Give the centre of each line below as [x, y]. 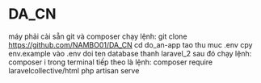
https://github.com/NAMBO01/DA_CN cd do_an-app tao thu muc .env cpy [130, 44]
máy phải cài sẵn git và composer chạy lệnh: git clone [98, 36]
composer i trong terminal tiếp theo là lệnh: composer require [111, 62]
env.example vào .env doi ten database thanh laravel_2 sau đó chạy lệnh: [130, 53]
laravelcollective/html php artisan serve [74, 70]
